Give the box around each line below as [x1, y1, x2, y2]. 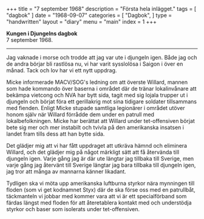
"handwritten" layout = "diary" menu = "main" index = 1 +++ [6, 18, 157, 25]
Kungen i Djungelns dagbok [6, 30, 78, 37]
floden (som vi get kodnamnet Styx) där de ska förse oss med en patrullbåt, [6, 186, 195, 193]
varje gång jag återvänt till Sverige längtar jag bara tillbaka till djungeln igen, [6, 161, 196, 169]
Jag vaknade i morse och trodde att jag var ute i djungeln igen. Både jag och [6, 54, 197, 61]
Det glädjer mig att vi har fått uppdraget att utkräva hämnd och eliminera [6, 142, 187, 149]
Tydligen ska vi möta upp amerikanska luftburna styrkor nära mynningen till [6, 179, 195, 187]
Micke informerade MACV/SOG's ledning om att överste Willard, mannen [6, 78, 188, 86]
